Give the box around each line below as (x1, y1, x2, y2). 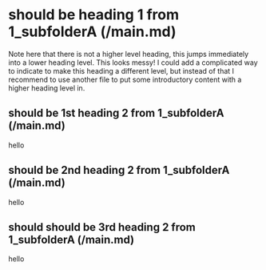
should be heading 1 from (8, 6, 180, 24)
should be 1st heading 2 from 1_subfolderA (8, 107, 224, 120)
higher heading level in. (8, 83, 85, 93)
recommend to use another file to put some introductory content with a (8, 75, 242, 84)
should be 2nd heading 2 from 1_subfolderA (8, 163, 230, 177)
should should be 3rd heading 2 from (8, 220, 196, 234)
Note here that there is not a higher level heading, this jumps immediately (8, 49, 249, 58)
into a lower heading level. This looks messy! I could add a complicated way (8, 58, 258, 67)
